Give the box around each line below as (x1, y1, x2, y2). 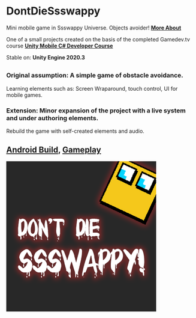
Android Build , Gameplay (6, 145, 101, 155)
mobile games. (6, 91, 43, 99)
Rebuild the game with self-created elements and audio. (6, 127, 145, 135)
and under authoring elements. (6, 114, 99, 122)
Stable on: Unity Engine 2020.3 (6, 54, 85, 61)
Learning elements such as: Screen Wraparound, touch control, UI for (6, 85, 178, 92)
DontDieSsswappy (6, 4, 101, 18)
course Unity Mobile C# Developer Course (6, 42, 113, 49)
